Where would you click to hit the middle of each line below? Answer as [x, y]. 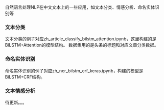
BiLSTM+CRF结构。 [25, 77]
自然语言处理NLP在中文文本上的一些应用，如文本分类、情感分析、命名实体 [80, 7]
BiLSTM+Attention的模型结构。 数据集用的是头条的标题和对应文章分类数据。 [82, 45]
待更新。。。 [16, 102]
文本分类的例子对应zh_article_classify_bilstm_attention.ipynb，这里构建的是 [81, 39]
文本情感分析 [20, 91]
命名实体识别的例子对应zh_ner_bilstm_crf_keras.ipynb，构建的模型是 [74, 71]
